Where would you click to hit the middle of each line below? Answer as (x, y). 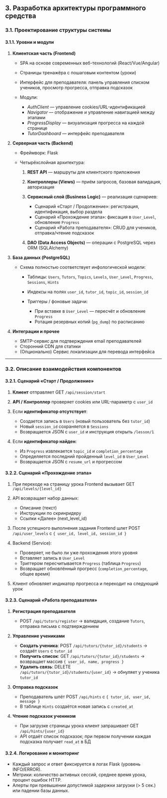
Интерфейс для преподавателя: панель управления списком (85, 82)
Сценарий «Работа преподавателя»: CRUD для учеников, (96, 227)
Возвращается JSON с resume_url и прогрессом (71, 461)
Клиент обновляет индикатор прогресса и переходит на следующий (85, 584)
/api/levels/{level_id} (37, 489)
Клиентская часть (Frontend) (44, 53)
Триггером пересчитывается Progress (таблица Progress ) (80, 563)
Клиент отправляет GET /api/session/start (59, 392)
